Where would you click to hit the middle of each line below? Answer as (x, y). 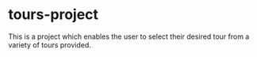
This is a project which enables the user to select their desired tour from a (129, 36)
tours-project (54, 15)
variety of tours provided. (50, 44)
